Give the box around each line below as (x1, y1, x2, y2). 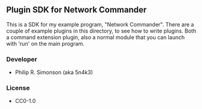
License (6, 84, 30, 92)
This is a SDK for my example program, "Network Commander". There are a (6, 20, 194, 28)
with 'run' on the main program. (6, 40, 85, 47)
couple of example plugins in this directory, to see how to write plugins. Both (6, 27, 197, 34)
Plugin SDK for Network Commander (6, 5, 147, 15)
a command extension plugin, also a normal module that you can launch (6, 33, 185, 41)
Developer (6, 55, 37, 63)
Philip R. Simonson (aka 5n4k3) (14, 69, 93, 76)
